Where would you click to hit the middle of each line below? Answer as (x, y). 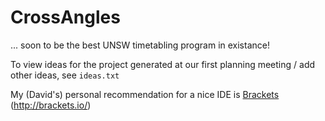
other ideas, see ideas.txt (65, 75)
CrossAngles (65, 17)
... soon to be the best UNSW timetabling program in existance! (140, 45)
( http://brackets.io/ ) (51, 105)
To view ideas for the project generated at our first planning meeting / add (163, 64)
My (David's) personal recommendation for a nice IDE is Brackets (145, 94)
